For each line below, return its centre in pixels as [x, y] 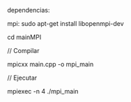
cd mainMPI [24, 37]
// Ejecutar [22, 78]
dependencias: [29, 10]
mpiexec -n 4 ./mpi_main [43, 91]
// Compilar [23, 51]
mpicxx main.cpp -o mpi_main [51, 64]
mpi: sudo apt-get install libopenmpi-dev [65, 23]
